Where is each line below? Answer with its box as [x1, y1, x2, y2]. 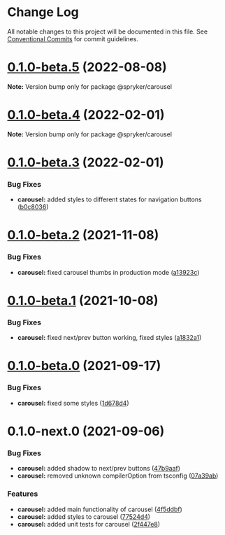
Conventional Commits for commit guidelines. [7, 34, 138, 43]
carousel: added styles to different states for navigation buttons [17, 195, 202, 204]
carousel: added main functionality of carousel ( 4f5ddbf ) [17, 505, 183, 513]
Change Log [7, 4, 79, 20]
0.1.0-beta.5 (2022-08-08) [7, 59, 167, 76]
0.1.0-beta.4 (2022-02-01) [7, 107, 165, 123]
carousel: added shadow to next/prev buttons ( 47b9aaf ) [17, 464, 180, 473]
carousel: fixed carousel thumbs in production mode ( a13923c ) [17, 268, 200, 276]
